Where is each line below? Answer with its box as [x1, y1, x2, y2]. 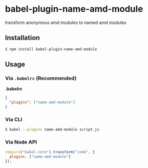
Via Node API [5, 139, 37, 146]
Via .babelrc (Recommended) [5, 75, 77, 82]
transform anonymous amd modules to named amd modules [5, 20, 127, 25]
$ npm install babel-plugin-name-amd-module [5, 46, 97, 52]
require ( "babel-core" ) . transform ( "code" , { [5, 150, 95, 155]
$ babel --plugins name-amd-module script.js [5, 127, 99, 132]
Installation [5, 34, 40, 42]
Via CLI [5, 116, 22, 123]
